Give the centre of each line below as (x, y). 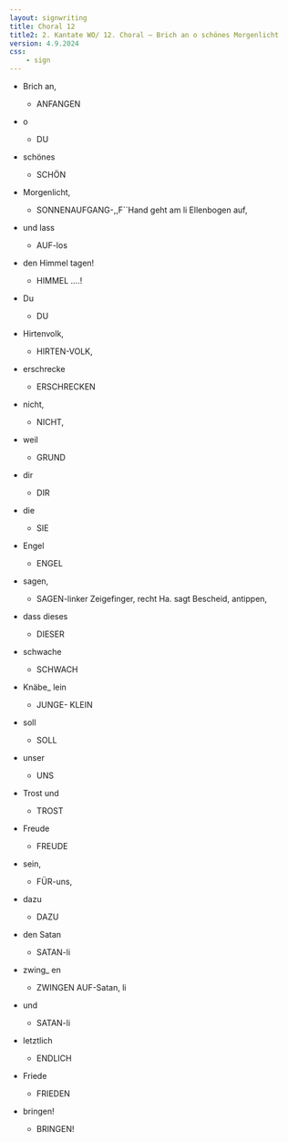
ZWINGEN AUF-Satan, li (81, 987)
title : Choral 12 (42, 26)
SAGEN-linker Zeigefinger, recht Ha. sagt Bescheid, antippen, (151, 599)
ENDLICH (54, 1058)
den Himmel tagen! (58, 263)
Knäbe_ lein (44, 687)
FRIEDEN (53, 1094)
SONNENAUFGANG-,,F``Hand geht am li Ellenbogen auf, (142, 210)
